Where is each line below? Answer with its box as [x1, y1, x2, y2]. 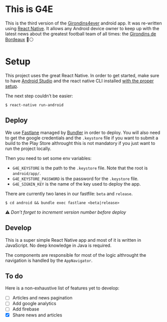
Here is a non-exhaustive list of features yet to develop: [5, 285, 119, 291]
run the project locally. [5, 145, 51, 151]
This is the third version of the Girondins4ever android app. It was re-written [5, 20, 162, 26]
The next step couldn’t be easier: [5, 93, 73, 99]
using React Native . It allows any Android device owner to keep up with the [5, 25, 159, 31]
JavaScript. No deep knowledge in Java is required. [5, 242, 111, 248]
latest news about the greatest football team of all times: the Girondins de [5, 31, 156, 37]
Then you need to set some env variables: [5, 155, 91, 161]
